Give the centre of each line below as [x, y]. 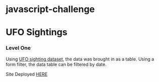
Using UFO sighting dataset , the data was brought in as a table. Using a [80, 59]
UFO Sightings [37, 32]
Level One [18, 48]
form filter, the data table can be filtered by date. [56, 64]
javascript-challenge [50, 9]
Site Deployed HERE [26, 74]
